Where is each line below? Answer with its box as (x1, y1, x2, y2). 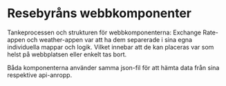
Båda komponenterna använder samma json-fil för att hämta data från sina (7, 63, 220, 72)
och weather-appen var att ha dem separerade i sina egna (26, 35, 192, 43)
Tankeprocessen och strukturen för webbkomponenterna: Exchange (7, 28, 202, 36)
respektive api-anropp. (7, 71, 73, 79)
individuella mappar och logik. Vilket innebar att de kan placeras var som (7, 43, 214, 51)
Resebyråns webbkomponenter (7, 6, 192, 21)
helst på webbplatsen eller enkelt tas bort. (7, 50, 127, 58)
